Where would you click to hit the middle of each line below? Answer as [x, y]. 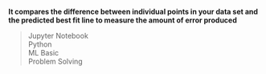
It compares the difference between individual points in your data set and [133, 12]
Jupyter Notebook [58, 36]
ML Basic [43, 53]
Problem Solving [55, 61]
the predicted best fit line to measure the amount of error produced [123, 20]
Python [40, 44]
